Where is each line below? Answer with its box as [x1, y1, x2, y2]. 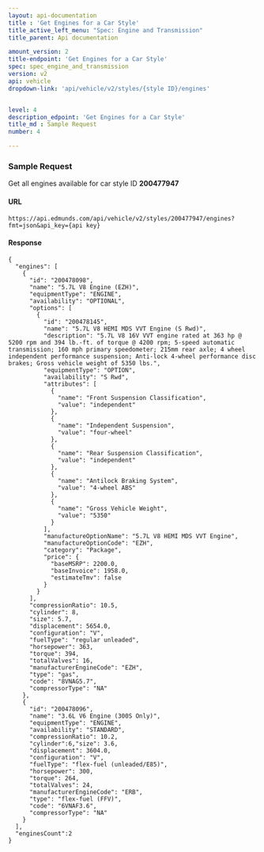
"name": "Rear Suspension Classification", [58, 449, 203, 457]
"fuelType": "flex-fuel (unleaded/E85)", [28, 760, 168, 768]
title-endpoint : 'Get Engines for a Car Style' [8, 55, 168, 63]
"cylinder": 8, [28, 608, 80, 616]
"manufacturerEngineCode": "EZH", [28, 663, 144, 672]
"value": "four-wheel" [58, 428, 133, 436]
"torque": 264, [28, 774, 80, 782]
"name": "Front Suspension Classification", [58, 394, 207, 401]
